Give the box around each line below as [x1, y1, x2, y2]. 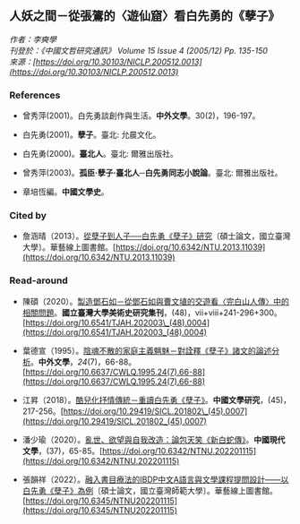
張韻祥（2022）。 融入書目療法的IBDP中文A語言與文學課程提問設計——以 [21, 474, 289, 485]
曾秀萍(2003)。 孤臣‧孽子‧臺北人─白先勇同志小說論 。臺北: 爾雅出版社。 [21, 168, 284, 178]
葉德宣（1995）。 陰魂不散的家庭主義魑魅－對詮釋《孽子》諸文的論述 [21, 345, 272, 356]
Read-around [9, 274, 69, 287]
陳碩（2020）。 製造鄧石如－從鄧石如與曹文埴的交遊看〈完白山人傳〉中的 [21, 296, 289, 306]
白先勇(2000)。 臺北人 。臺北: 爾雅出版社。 [21, 149, 179, 159]
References [9, 89, 61, 101]
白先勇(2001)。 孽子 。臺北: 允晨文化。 [21, 129, 161, 141]
